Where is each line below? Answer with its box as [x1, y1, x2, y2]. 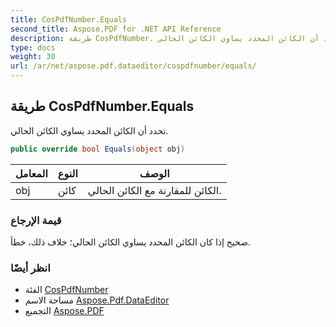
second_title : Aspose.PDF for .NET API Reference [10, 24, 222, 34]
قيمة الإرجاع [10, 213, 62, 227]
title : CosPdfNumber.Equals [10, 14, 128, 25]
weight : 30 [10, 52, 56, 62]
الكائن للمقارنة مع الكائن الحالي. [87, 183, 222, 197]
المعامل [15, 166, 48, 180]
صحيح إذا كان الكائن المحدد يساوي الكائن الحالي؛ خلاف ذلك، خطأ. [10, 236, 252, 248]
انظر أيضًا [10, 261, 51, 275]
